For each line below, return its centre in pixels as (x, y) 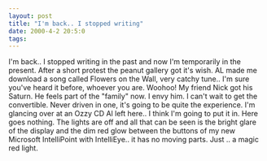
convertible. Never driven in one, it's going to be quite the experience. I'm (132, 105)
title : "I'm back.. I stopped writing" (76, 24)
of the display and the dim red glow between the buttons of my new (122, 131)
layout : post (31, 16)
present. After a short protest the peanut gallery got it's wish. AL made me (133, 71)
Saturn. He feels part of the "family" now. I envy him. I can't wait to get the (133, 96)
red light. (23, 148)
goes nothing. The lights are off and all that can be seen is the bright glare (132, 122)
